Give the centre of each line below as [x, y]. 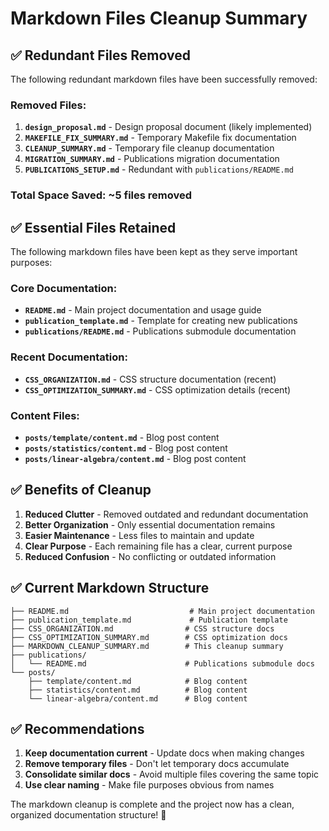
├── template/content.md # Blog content [138, 681]
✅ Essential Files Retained [93, 227]
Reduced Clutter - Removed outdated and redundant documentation [166, 514]
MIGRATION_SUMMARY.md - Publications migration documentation [152, 159]
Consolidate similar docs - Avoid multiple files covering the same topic [172, 774]
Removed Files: [48, 105]
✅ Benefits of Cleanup [81, 490]
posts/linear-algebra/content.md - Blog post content [135, 458]
